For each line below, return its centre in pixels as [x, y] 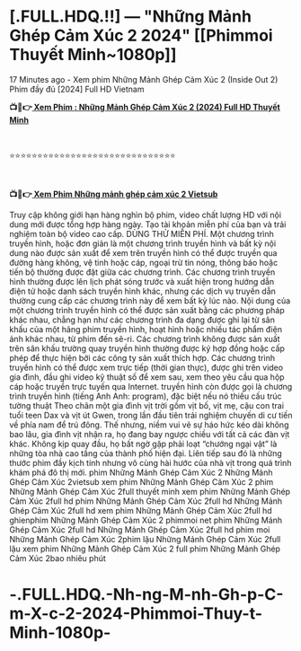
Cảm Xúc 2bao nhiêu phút [58, 558]
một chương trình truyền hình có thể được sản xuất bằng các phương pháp [147, 310]
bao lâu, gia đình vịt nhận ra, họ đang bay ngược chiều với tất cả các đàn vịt [150, 434]
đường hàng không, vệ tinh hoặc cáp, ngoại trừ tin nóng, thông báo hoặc [144, 262]
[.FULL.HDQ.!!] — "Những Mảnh [130, 17]
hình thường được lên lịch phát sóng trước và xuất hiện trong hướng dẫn [142, 281]
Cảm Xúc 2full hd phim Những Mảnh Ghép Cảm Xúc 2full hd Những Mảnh [146, 501]
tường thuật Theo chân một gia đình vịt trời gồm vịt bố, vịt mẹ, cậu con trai [147, 405]
